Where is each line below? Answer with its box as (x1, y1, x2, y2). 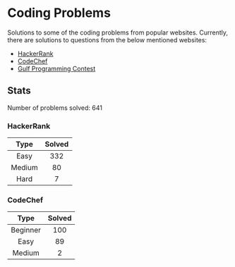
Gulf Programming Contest (17, 64, 96, 73)
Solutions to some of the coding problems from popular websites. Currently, (7, 28, 228, 37)
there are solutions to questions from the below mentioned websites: (7, 35, 207, 44)
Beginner (11, 225, 41, 235)
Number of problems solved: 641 (7, 104, 102, 112)
